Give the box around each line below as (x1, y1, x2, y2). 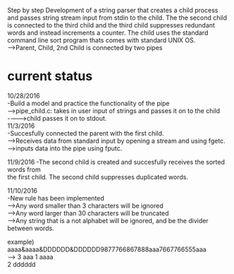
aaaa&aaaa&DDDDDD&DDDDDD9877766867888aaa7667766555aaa (7, 245, 207, 254)
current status (7, 68, 93, 84)
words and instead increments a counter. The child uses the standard (7, 28, 209, 37)
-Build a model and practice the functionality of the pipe (7, 99, 170, 107)
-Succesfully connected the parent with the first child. (7, 129, 164, 137)
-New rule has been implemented (7, 193, 104, 202)
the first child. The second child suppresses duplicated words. (7, 172, 189, 181)
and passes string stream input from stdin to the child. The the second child (7, 13, 228, 22)
